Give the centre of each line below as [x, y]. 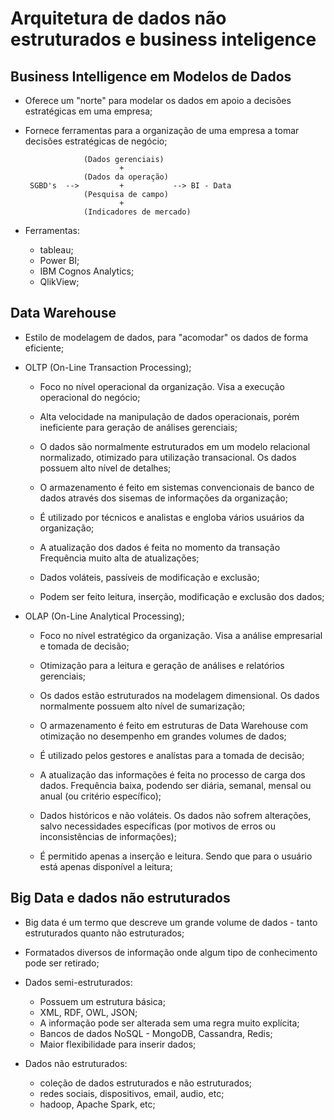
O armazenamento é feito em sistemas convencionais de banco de [177, 487]
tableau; [56, 250]
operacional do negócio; [90, 397]
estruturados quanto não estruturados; [104, 933]
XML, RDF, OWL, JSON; [88, 1012]
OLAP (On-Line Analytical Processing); [104, 616]
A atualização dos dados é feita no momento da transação [160, 547]
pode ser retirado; [62, 963]
